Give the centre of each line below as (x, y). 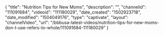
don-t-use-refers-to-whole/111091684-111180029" (55, 28)
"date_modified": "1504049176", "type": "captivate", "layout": (67, 17)
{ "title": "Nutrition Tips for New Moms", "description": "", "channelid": (76, 7)
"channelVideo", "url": (27, 22)
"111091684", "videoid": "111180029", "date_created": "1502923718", (73, 12)
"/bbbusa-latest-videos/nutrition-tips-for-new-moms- (105, 22)
